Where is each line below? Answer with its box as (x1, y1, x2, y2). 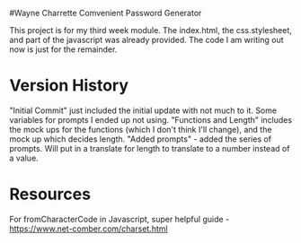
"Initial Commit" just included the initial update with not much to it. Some (9, 105, 277, 116)
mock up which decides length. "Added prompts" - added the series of (9, 134, 272, 144)
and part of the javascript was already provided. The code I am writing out (9, 35, 284, 45)
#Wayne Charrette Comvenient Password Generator (9, 8, 202, 18)
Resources (9, 184, 92, 204)
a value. (9, 152, 39, 163)
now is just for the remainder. (9, 44, 118, 55)
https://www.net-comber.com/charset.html (9, 223, 168, 234)
